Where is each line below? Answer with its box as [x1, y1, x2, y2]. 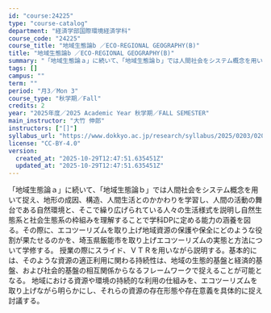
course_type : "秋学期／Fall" [8, 94, 102, 102]
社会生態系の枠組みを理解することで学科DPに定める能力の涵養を [29, 215, 244, 225]
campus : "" [8, 72, 45, 80]
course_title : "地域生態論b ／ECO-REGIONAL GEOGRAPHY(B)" [8, 42, 200, 50]
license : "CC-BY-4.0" [8, 139, 81, 148]
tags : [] [8, 65, 38, 73]
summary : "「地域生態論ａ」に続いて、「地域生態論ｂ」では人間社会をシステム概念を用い [8, 57, 263, 65]
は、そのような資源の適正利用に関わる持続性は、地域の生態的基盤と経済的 [8, 256, 256, 265]
